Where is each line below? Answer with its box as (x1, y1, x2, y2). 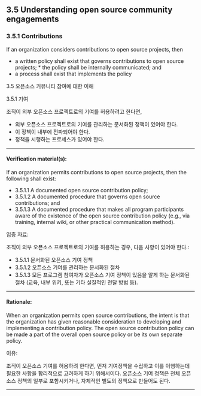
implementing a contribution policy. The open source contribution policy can (6, 325, 194, 332)
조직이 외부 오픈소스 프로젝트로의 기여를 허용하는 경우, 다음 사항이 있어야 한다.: (6, 243, 190, 250)
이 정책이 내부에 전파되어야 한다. (14, 128, 90, 135)
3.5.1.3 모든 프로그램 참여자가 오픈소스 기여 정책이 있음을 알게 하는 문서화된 (14, 271, 190, 278)
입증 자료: (6, 231, 29, 238)
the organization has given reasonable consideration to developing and (6, 318, 181, 325)
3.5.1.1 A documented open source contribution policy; (14, 186, 148, 194)
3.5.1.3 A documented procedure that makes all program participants (14, 205, 184, 213)
